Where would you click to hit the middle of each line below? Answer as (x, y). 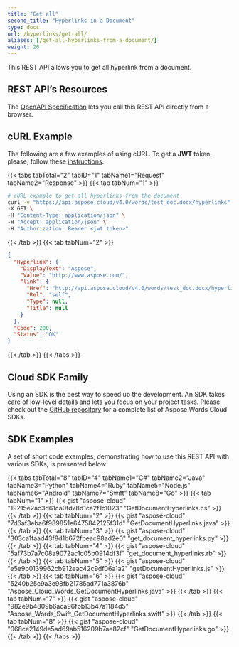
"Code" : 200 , (33, 328)
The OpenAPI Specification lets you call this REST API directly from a (108, 107)
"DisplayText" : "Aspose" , (59, 268)
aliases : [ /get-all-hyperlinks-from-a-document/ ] (83, 41)
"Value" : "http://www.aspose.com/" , (75, 275)
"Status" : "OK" (36, 335)
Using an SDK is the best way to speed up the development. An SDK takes (116, 394)
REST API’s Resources (58, 90)
